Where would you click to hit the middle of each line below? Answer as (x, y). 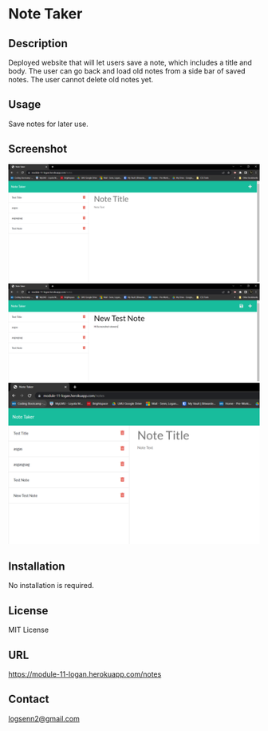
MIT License (29, 630)
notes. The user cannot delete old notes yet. (81, 79)
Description (38, 44)
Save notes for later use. (49, 124)
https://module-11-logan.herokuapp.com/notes (85, 674)
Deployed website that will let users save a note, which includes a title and (130, 62)
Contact (29, 699)
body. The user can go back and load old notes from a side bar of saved (127, 71)
